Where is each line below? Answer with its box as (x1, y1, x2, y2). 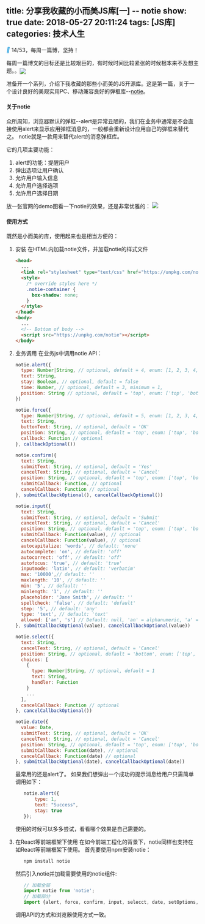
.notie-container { (26, 286, 76, 292)
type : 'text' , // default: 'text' (21, 612, 109, 618)
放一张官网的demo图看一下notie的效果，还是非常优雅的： (6, 203, 151, 210)
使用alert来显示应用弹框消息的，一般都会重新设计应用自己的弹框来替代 (11, 125, 189, 133)
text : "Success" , (34, 802, 79, 808)
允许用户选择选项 (15, 182, 59, 189)
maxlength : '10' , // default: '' (21, 577, 106, 583)
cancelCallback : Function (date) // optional (21, 753, 136, 759)
